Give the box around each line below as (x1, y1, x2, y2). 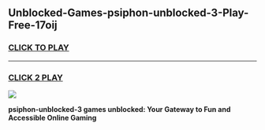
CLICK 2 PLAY (8, 72, 63, 83)
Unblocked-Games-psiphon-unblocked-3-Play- (8, 6, 249, 20)
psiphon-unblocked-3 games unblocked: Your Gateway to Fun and (8, 104, 231, 113)
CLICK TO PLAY (8, 43, 69, 54)
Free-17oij (8, 19, 58, 32)
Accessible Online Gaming (8, 113, 97, 122)
